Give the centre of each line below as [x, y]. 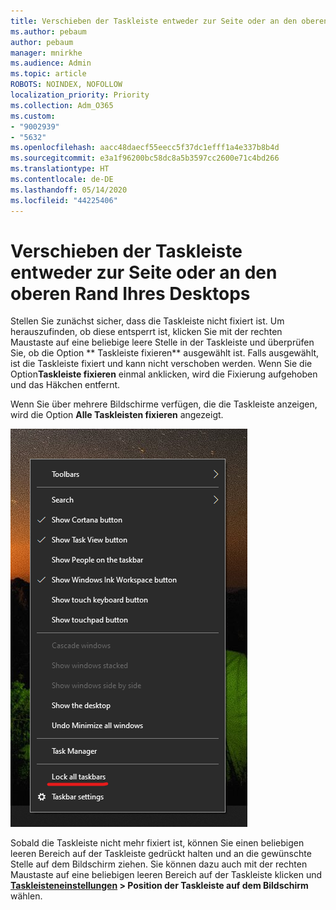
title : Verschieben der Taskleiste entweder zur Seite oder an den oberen [169, 21]
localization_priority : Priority [80, 95]
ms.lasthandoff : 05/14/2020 [69, 190]
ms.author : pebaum [48, 31]
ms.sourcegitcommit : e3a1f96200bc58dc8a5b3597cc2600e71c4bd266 [145, 158]
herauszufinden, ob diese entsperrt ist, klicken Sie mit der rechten [146, 332]
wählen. [26, 896]
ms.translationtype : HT [60, 169]
